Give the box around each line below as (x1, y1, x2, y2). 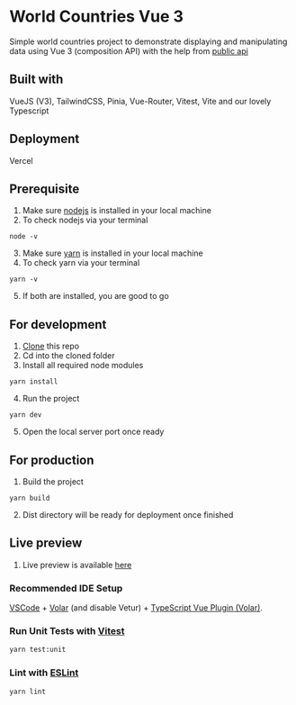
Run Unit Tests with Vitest (9, 625, 125, 637)
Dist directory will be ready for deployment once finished (22, 510, 234, 520)
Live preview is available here (22, 559, 132, 570)
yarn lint (9, 687, 47, 696)
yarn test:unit (9, 646, 67, 655)
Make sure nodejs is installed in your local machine (22, 205, 211, 216)
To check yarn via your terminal (22, 258, 140, 268)
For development (9, 317, 107, 332)
